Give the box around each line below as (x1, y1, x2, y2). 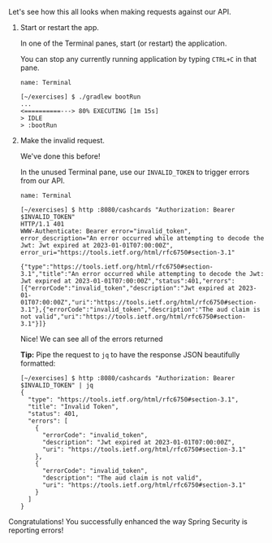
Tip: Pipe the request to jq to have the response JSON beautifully (19, 350, 240, 359)
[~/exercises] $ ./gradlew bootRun (19, 93, 141, 101)
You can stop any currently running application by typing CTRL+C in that (19, 55, 257, 63)
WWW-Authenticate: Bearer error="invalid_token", (19, 227, 192, 235)
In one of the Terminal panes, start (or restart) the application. (19, 38, 227, 48)
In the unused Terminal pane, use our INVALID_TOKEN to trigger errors (19, 167, 250, 177)
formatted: (19, 358, 56, 368)
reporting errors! (8, 525, 64, 535)
